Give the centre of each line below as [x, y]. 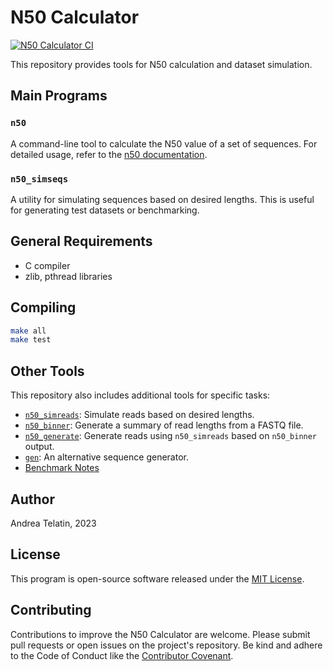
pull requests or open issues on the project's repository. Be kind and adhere [166, 645]
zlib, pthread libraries [68, 276]
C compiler [47, 265]
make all [28, 331]
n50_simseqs [39, 179]
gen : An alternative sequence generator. [106, 457]
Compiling [43, 307]
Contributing [51, 610]
